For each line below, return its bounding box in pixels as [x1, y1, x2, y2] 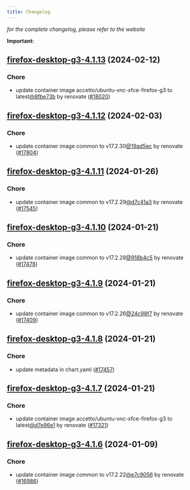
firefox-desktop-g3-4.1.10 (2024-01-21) [7, 222, 159, 233]
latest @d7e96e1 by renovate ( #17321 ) [15, 422, 109, 429]
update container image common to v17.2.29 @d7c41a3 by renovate [15, 198, 183, 206]
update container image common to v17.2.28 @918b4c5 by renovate [15, 254, 184, 261]
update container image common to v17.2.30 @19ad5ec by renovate [15, 143, 183, 149]
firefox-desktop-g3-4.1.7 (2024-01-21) [7, 384, 156, 394]
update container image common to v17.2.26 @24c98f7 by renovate [15, 310, 183, 318]
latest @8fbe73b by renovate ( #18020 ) [15, 93, 111, 100]
